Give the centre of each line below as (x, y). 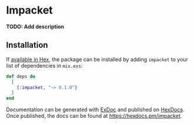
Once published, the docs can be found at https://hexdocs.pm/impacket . (94, 116)
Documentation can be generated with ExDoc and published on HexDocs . (95, 110)
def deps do (21, 76)
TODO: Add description (35, 27)
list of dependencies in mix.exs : (44, 65)
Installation (27, 45)
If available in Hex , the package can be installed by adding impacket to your (97, 59)
